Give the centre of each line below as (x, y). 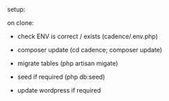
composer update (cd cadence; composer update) (90, 50)
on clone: (21, 23)
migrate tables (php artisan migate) (67, 63)
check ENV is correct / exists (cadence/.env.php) (88, 36)
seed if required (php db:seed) (61, 77)
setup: (16, 9)
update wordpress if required (59, 90)
